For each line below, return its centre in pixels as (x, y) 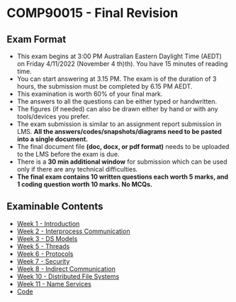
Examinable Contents (55, 207)
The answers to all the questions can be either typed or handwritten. (117, 101)
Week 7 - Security (43, 261)
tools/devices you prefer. (53, 116)
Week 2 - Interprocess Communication (73, 231)
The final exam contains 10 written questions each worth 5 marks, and (122, 177)
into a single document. (52, 139)
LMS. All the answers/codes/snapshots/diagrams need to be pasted (119, 132)
